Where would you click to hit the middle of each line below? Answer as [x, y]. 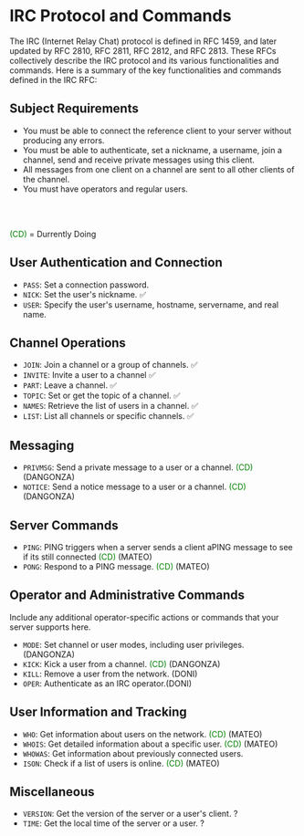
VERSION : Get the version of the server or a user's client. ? [130, 814]
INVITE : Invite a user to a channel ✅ [89, 375]
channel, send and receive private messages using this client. [139, 160]
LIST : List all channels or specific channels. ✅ [108, 416]
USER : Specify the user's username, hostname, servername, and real [151, 304]
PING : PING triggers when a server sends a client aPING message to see [158, 547]
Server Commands [64, 525]
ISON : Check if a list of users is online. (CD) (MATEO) [121, 763]
